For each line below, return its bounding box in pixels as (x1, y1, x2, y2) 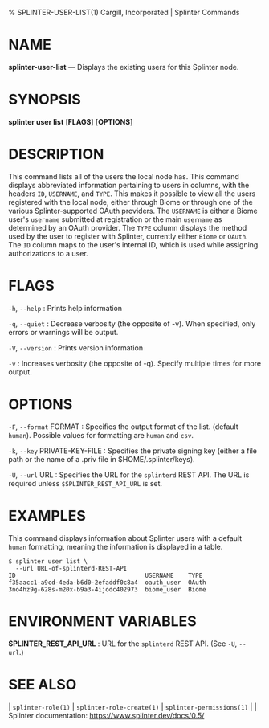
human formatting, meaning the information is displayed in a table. (8, 542, 223, 551)
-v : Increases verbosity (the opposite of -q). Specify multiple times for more (8, 358, 262, 368)
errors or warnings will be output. (8, 327, 119, 337)
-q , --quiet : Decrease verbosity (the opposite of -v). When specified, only (8, 318, 256, 329)
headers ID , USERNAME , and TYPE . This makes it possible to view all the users (8, 189, 256, 198)
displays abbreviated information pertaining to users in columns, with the (8, 180, 250, 190)
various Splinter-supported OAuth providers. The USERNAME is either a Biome (8, 206, 259, 215)
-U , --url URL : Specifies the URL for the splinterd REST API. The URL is (8, 470, 250, 480)
